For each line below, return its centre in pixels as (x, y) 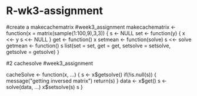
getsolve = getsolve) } (33, 52)
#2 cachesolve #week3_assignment (49, 63)
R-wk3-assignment (54, 11)
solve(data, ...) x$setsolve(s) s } (45, 87)
